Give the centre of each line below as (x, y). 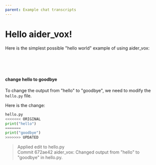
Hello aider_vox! (39, 34)
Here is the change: (25, 105)
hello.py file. (19, 96)
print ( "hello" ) (21, 124)
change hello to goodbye (31, 79)
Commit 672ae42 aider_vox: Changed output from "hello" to (78, 152)
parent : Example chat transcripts (41, 10)
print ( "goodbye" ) (23, 133)
